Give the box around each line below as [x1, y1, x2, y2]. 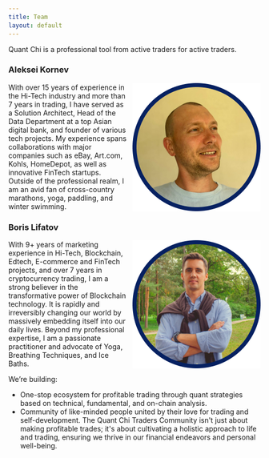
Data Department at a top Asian [8, 116, 112, 126]
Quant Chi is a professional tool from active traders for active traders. [8, 44, 237, 54]
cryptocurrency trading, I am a [8, 274, 109, 283]
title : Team [8, 13, 48, 21]
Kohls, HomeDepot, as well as [8, 159, 106, 168]
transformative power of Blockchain [8, 291, 126, 300]
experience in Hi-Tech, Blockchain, [8, 248, 123, 258]
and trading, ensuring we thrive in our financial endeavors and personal [19, 432, 256, 442]
